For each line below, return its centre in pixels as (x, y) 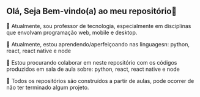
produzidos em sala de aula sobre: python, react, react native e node (93, 69)
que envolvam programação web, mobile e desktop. (72, 32)
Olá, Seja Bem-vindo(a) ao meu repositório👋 (92, 11)
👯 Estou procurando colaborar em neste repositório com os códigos (92, 62)
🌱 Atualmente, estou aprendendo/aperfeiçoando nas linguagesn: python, (98, 44)
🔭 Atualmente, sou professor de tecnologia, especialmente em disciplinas (99, 26)
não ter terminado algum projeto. (48, 87)
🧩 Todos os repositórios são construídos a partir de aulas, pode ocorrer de (100, 81)
